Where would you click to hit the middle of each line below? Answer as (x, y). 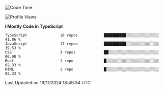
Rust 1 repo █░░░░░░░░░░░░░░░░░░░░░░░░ (82, 61)
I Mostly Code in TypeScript (34, 26)
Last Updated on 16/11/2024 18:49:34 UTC (48, 82)
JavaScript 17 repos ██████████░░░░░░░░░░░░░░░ (82, 44)
